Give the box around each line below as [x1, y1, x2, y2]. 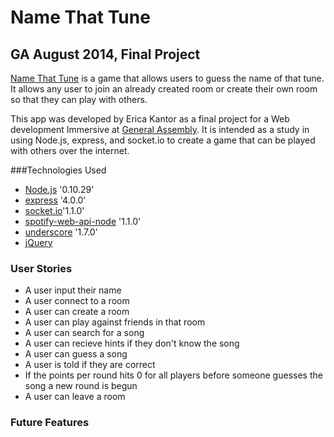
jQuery [24, 237, 53, 248]
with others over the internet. [10, 145, 130, 156]
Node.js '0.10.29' [24, 184, 95, 195]
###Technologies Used [10, 164, 107, 176]
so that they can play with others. [10, 94, 148, 105]
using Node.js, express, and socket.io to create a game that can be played [10, 134, 316, 146]
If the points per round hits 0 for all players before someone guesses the [24, 369, 323, 381]
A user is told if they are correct [24, 359, 156, 371]
